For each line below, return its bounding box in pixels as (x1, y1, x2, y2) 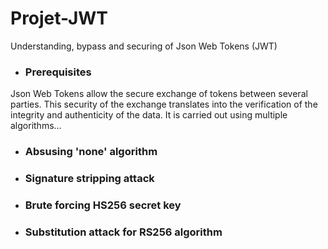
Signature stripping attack (24, 172, 155, 186)
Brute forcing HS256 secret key (24, 198, 182, 212)
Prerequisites (24, 65, 92, 79)
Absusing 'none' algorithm (24, 145, 158, 159)
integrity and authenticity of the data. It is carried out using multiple (10, 109, 288, 121)
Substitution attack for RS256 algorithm (24, 225, 223, 239)
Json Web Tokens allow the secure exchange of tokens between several (10, 88, 308, 100)
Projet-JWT (10, 7, 109, 30)
